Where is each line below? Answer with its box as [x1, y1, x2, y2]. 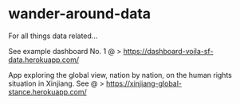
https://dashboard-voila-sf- [123, 46, 214, 56]
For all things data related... [8, 31, 98, 40]
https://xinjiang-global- [106, 79, 182, 88]
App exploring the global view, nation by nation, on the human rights [8, 70, 233, 79]
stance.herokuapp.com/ [8, 87, 87, 96]
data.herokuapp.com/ [8, 55, 80, 64]
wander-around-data [8, 5, 151, 23]
